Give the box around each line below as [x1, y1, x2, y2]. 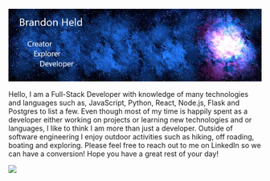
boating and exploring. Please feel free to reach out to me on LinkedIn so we [8, 141, 261, 151]
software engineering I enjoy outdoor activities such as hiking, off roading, [8, 132, 255, 142]
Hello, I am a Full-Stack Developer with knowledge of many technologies [8, 90, 249, 99]
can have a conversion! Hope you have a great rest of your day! [8, 149, 219, 159]
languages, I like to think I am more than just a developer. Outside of [8, 123, 233, 133]
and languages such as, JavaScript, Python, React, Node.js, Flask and [8, 98, 239, 108]
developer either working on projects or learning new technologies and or [8, 115, 252, 125]
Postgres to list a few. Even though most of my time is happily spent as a [8, 107, 248, 116]
